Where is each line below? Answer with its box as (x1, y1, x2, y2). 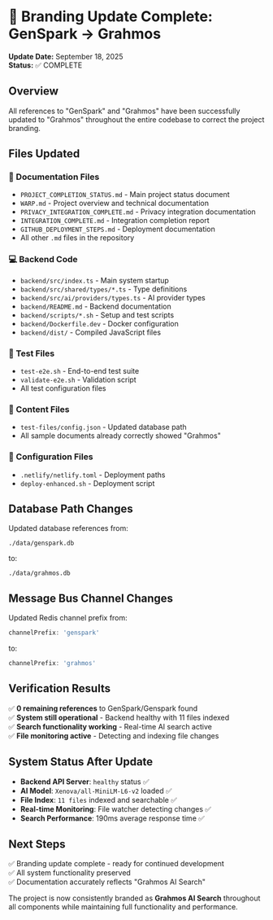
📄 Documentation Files (8, 171, 100, 182)
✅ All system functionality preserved (8, 868, 132, 878)
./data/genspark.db (8, 539, 75, 548)
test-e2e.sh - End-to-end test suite (19, 366, 140, 376)
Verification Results (8, 681, 111, 695)
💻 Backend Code (8, 254, 79, 265)
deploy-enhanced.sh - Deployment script (19, 478, 155, 488)
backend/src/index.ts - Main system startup (19, 275, 169, 285)
